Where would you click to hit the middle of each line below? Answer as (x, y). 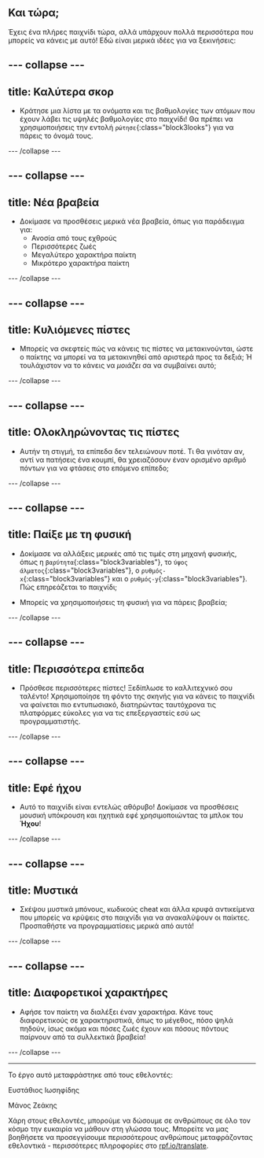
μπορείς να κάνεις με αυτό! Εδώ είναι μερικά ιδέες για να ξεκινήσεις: (122, 40)
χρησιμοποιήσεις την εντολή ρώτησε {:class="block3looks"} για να (126, 127)
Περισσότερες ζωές (64, 246)
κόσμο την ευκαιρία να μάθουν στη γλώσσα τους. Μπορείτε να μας (119, 1129)
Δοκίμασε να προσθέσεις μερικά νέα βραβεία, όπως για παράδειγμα (132, 221)
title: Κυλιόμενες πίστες (70, 330)
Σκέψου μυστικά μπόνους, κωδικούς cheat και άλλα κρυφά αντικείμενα (137, 909)
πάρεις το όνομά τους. (56, 136)
